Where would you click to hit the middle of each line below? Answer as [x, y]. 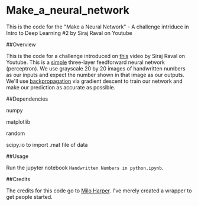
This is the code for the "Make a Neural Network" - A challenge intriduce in [98, 27]
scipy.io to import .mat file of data [47, 144]
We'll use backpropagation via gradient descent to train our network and [94, 81]
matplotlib [18, 121]
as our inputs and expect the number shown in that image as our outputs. [95, 75]
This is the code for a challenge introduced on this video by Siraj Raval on [95, 56]
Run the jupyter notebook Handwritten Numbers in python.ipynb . [85, 168]
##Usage [17, 156]
